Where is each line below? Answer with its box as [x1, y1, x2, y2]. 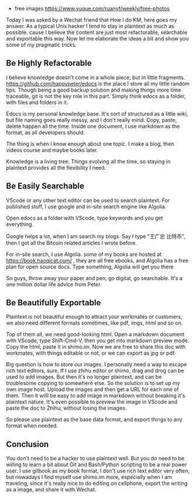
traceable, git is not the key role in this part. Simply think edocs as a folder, [6, 92, 186, 99]
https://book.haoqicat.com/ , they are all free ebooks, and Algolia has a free [6, 257, 189, 264]
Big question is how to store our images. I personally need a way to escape [6, 361, 187, 368]
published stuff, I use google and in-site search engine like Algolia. [6, 203, 167, 210]
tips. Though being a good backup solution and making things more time [6, 86, 182, 93]
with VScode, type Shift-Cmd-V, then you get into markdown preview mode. [6, 337, 189, 344]
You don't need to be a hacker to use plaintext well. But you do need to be [6, 455, 184, 462]
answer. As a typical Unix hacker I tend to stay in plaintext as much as [6, 23, 175, 29]
